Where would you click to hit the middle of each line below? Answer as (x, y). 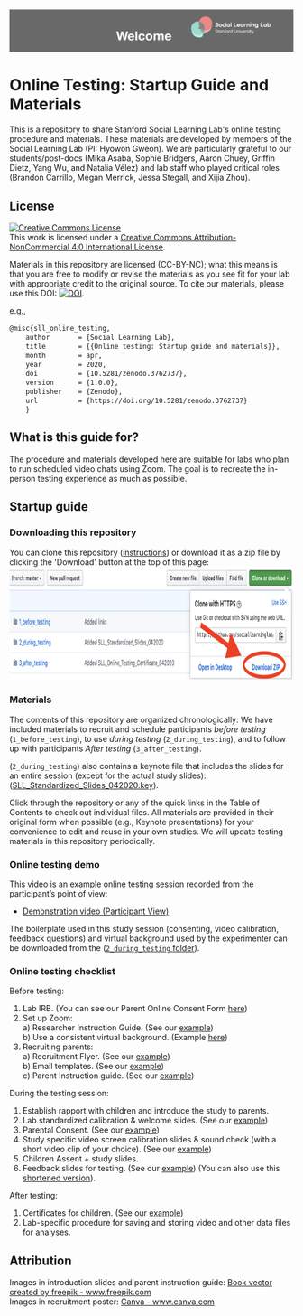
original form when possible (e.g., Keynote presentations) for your (132, 822)
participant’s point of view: (59, 894)
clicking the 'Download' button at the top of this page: (109, 562)
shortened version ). (59, 1178)
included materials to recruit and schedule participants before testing (138, 729)
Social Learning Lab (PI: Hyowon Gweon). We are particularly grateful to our (150, 149)
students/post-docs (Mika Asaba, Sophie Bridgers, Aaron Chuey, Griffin (142, 158)
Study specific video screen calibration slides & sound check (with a (149, 1140)
